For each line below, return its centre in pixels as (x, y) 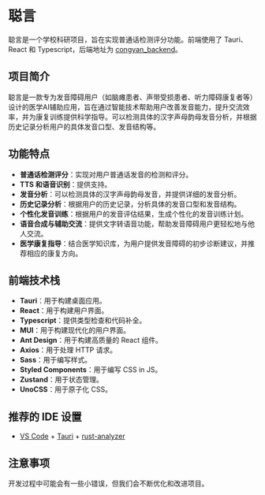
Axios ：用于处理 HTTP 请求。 (68, 350)
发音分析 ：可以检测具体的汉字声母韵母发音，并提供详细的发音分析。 (130, 194)
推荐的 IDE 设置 (45, 417)
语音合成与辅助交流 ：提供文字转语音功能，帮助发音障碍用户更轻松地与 (134, 223)
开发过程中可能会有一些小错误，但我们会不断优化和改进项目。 (108, 483)
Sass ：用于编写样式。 (56, 360)
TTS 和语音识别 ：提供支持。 (65, 184)
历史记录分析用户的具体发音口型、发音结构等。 (84, 126)
